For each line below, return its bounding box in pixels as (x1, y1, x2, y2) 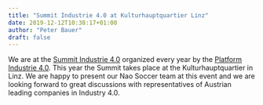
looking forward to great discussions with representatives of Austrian (8, 80, 232, 89)
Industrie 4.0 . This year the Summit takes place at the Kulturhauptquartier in (8, 63, 254, 73)
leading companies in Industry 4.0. (8, 88, 120, 98)
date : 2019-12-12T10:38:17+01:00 (8, 19, 118, 27)
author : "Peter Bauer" (8, 26, 82, 34)
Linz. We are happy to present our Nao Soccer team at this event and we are (8, 71, 255, 81)
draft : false (8, 33, 51, 42)
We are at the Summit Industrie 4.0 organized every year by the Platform (8, 55, 243, 64)
